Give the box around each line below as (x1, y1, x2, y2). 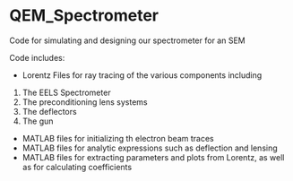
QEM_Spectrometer (9, 5, 159, 26)
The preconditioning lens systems (22, 96, 148, 108)
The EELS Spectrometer (22, 87, 111, 98)
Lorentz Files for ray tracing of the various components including (22, 69, 263, 81)
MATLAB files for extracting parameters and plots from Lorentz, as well (22, 151, 285, 162)
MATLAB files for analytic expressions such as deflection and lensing (22, 142, 278, 153)
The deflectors (22, 106, 78, 116)
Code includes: (9, 52, 65, 63)
